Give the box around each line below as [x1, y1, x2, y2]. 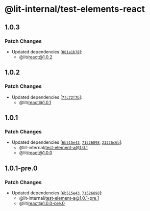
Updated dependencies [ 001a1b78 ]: [11, 49, 83, 54]
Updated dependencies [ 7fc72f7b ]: [11, 94, 83, 100]
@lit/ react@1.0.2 [19, 54, 52, 60]
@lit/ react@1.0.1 [19, 99, 51, 105]
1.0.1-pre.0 [4, 164, 38, 172]
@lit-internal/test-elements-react [4, 3, 145, 15]
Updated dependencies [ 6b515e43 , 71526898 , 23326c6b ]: [11, 139, 123, 145]
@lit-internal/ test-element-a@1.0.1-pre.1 [19, 195, 99, 201]
